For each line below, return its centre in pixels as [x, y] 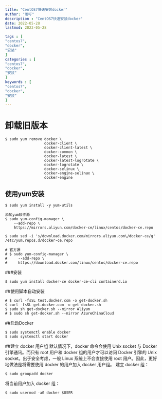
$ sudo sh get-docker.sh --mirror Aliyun [48, 309]
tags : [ [14, 37]
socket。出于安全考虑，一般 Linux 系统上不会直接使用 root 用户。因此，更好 [81, 358]
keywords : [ [18, 82]
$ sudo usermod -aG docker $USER [39, 393]
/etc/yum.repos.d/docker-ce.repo [39, 240]
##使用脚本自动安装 [25, 291]
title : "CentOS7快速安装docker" [36, 10]
